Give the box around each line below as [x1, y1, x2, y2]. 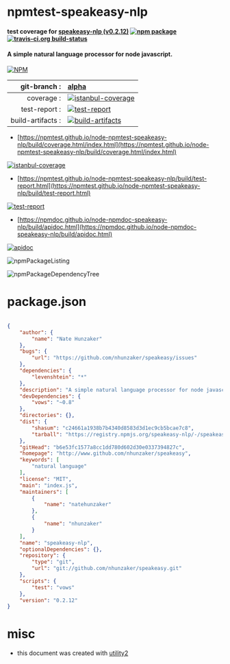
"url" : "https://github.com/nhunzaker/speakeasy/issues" [31, 355, 197, 361]
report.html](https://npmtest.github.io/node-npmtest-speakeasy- [16, 181, 201, 189]
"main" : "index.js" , [19, 482, 78, 489]
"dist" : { [19, 418, 48, 425]
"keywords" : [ [19, 457, 60, 464]
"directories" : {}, [19, 412, 75, 419]
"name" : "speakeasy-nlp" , [19, 539, 94, 546]
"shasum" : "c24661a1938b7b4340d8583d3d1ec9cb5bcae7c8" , [31, 425, 194, 431]
